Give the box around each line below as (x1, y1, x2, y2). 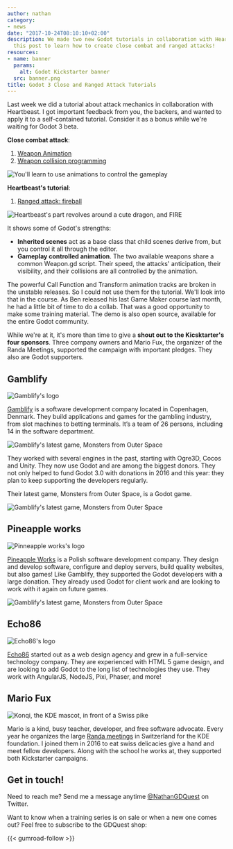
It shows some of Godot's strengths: (7, 224, 111, 233)
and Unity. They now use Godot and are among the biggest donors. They (7, 461, 216, 470)
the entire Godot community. (7, 318, 89, 326)
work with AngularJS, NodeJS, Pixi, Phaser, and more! (7, 672, 162, 681)
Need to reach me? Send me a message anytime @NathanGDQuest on (7, 793, 209, 801)
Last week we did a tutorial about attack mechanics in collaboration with (7, 100, 214, 108)
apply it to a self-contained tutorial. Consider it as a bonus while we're (7, 115, 207, 124)
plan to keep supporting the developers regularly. (7, 477, 148, 485)
